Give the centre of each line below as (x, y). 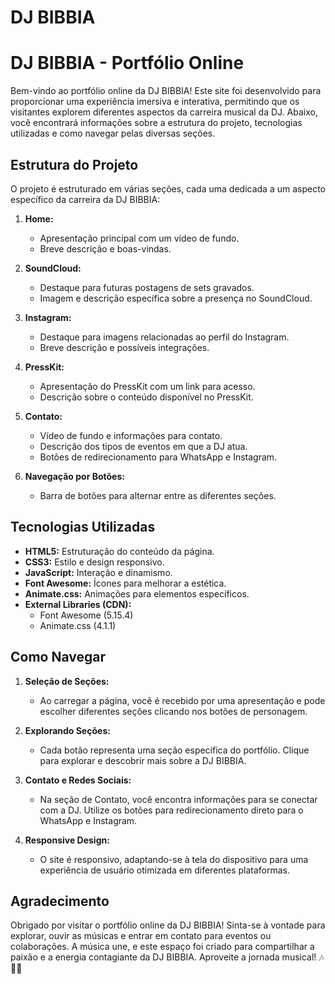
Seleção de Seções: (67, 681)
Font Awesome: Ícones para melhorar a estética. (125, 583)
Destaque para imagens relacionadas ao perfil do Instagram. (164, 337)
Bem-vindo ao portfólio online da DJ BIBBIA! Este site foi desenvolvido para (166, 91)
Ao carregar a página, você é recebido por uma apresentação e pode (182, 700)
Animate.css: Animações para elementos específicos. (137, 593)
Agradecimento (60, 901)
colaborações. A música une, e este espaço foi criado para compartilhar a (162, 947)
